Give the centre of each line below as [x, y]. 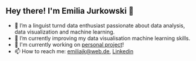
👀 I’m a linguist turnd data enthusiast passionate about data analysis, [100, 25]
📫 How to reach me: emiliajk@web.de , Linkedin [74, 51]
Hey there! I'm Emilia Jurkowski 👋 [70, 11]
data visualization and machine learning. [65, 32]
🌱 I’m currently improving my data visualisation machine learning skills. [102, 38]
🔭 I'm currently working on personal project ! [69, 44]
